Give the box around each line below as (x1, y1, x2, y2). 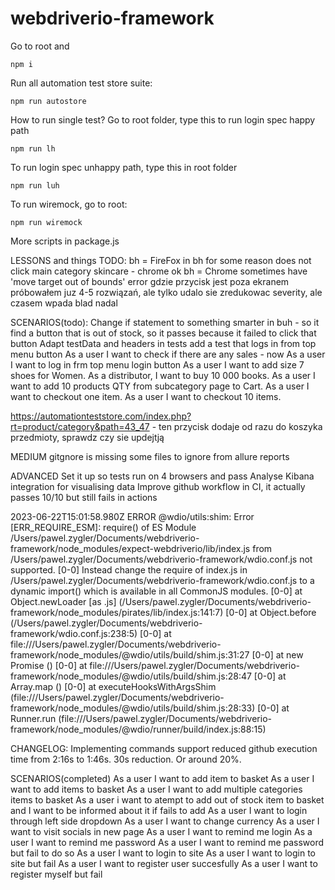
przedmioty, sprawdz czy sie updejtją (10, 431, 165, 443)
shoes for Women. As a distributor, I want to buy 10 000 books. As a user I (10, 369, 316, 381)
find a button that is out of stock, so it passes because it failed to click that (10, 327, 317, 339)
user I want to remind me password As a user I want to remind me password (10, 836, 325, 848)
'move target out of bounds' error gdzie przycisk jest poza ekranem (10, 275, 290, 287)
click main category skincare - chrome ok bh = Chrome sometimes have (10, 265, 308, 277)
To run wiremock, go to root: (10, 198, 128, 210)
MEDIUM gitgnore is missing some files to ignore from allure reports (10, 450, 290, 462)
